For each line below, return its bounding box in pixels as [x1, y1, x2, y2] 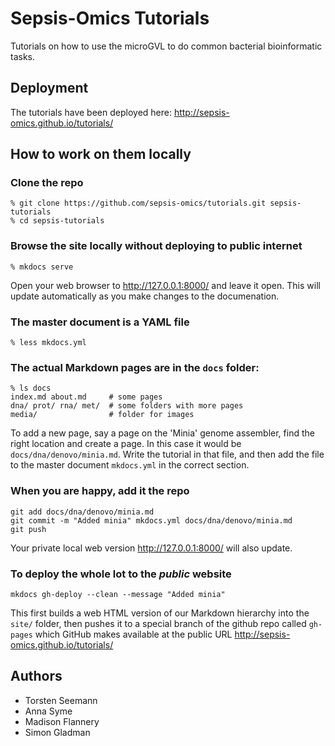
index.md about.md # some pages [10, 392, 163, 402]
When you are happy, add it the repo [10, 484, 190, 498]
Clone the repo [10, 176, 84, 190]
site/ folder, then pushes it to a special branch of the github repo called [10, 617, 307, 629]
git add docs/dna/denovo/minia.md [10, 507, 155, 517]
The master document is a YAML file [10, 315, 190, 329]
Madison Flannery [24, 715, 100, 727]
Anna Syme [24, 705, 73, 717]
